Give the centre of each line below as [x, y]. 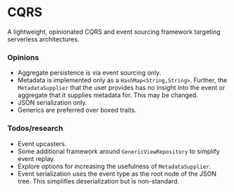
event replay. [36, 158]
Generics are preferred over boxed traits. [77, 110]
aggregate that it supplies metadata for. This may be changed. [108, 95]
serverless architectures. [43, 39]
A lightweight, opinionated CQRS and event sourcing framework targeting [114, 32]
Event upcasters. [42, 143]
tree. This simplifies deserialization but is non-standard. [98, 181]
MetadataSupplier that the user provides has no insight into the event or [121, 88]
